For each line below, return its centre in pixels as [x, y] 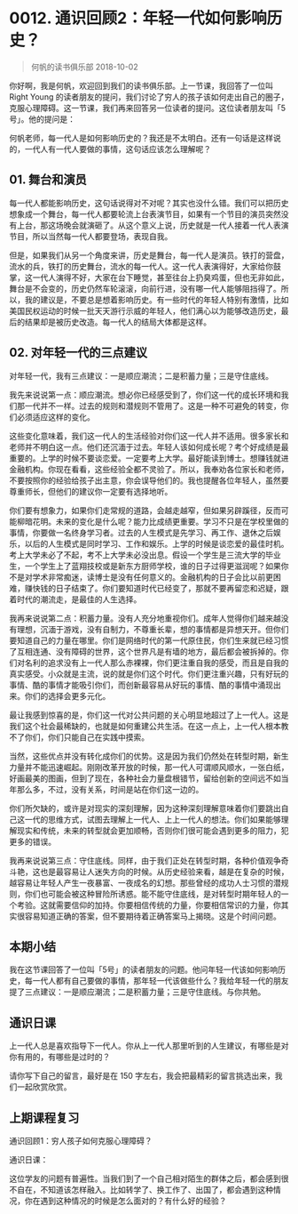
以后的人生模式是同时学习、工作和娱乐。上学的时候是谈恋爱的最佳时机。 [157, 543]
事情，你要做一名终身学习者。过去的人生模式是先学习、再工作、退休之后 [141, 532]
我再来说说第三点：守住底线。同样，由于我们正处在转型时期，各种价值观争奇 [149, 860]
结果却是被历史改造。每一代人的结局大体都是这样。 [118, 322]
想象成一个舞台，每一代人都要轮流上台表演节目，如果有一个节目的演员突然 [145, 213]
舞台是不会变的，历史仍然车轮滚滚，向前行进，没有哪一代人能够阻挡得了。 [145, 288]
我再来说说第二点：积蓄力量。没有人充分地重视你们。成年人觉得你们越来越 [145, 618]
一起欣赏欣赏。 [44, 1087]
